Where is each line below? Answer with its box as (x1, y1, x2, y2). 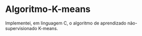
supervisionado (5, 25, 38, 31)
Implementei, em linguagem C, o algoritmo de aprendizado (5, 20, 126, 26)
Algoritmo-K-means (5, 3, 91, 15)
